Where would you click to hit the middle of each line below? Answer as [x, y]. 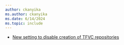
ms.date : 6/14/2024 [25, 19]
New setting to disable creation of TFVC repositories [66, 37]
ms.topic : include [24, 23]
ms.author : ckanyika [26, 14]
